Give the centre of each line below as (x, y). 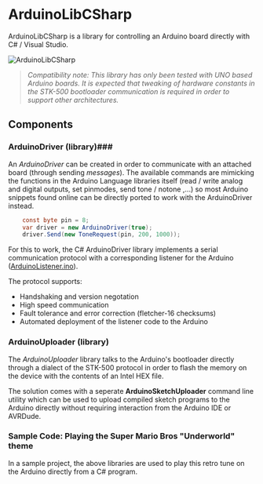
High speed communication (64, 305)
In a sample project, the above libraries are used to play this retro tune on (126, 463)
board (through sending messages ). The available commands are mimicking (131, 172)
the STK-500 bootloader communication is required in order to (128, 91)
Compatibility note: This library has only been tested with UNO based (140, 75)
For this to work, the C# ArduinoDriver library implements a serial (113, 249)
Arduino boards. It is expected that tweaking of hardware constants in (141, 83)
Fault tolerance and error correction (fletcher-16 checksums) (118, 313)
